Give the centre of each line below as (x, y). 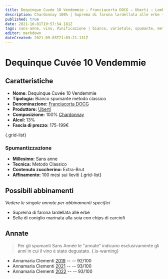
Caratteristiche (29, 81)
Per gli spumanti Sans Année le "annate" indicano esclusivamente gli (88, 245)
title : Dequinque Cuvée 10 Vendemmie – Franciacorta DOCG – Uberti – (79, 10)
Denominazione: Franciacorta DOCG (50, 104)
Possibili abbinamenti (39, 190)
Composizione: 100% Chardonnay (48, 114)
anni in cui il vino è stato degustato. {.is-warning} (68, 251)
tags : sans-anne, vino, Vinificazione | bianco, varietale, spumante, (80, 29)
